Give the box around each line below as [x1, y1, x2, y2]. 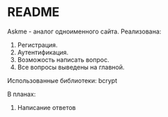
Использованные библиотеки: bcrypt [7, 76, 118, 84]
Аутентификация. [17, 48, 69, 56]
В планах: [7, 90, 36, 98]
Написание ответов [17, 103, 76, 111]
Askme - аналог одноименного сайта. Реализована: [7, 27, 162, 36]
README [7, 4, 60, 20]
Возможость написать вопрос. [17, 55, 109, 63]
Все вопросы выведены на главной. [17, 63, 125, 71]
